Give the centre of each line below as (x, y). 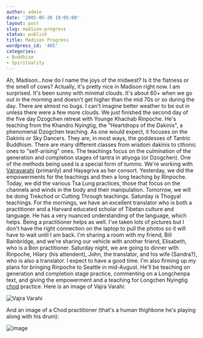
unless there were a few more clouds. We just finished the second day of (97, 112)
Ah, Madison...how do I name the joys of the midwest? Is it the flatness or (98, 80)
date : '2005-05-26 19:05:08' (43, 18)
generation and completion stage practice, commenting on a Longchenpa (98, 273)
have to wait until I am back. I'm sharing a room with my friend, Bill (89, 235)
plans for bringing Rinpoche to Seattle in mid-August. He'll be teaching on (98, 267)
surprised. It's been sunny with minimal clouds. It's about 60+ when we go (99, 93)
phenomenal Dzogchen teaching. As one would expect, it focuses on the (97, 132)
